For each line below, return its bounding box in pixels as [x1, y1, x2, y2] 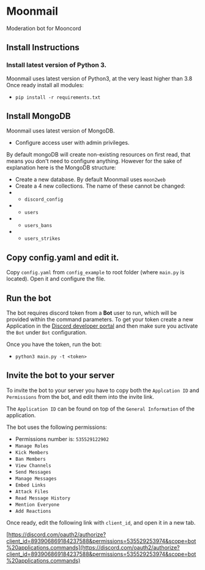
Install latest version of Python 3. [6, 61, 107, 69]
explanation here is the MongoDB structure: [6, 164, 116, 171]
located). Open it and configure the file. [6, 275, 106, 283]
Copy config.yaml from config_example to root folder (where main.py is [6, 269, 185, 276]
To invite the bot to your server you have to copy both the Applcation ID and [6, 387, 199, 394]
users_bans [24, 223, 53, 229]
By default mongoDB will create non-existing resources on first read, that [6, 151, 191, 158]
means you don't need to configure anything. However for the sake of [6, 158, 182, 165]
